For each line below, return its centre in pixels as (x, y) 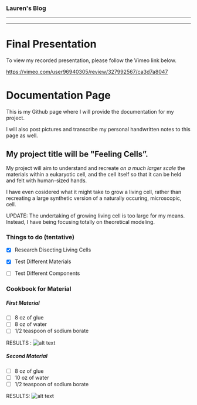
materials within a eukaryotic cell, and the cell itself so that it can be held (94, 174)
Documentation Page (59, 96)
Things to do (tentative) (40, 237)
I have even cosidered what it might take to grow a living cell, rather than (94, 192)
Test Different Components (47, 273)
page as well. (22, 135)
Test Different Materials (43, 261)
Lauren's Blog (26, 8)
